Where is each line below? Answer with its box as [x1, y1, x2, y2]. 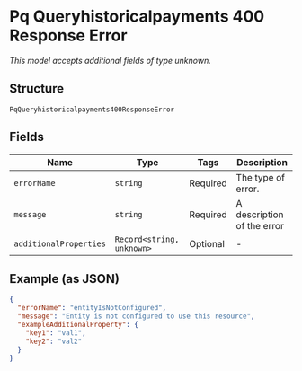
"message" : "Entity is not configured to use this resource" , [17, 312, 255, 321]
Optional [188, 237, 225, 250]
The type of [235, 171, 286, 183]
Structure [9, 81, 65, 96]
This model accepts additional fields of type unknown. [9, 55, 211, 66]
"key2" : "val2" [25, 337, 83, 346]
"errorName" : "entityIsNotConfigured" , [17, 304, 167, 313]
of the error [235, 219, 285, 232]
